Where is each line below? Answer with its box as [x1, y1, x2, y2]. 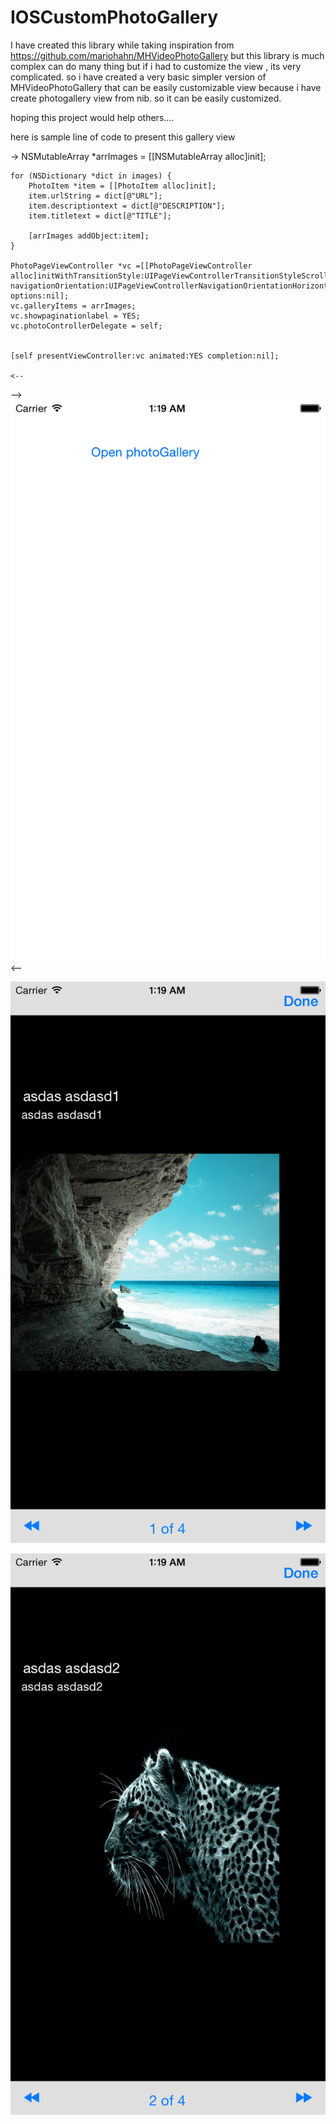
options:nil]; [10, 291, 70, 301]
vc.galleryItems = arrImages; [10, 301, 137, 311]
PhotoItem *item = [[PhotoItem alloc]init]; [28, 181, 217, 191]
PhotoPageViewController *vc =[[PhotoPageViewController [10, 261, 253, 271]
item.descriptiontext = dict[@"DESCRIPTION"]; [28, 201, 226, 211]
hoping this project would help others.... [10, 111, 175, 123]
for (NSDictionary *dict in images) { [10, 171, 172, 181]
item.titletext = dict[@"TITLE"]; [28, 211, 172, 221]
